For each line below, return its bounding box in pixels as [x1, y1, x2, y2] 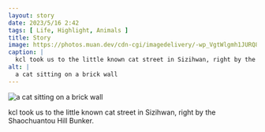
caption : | [8, 48, 44, 56]
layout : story [8, 11, 55, 20]
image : [8, 41, 30, 49]
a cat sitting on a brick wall [15, 70, 118, 78]
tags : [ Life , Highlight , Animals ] [8, 26, 129, 34]
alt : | [8, 63, 30, 71]
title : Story [8, 33, 51, 42]
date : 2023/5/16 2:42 [8, 19, 80, 27]
